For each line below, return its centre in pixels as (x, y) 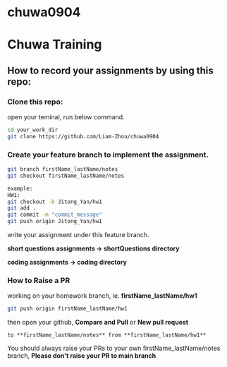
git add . (22, 208)
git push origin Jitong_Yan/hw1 (55, 222)
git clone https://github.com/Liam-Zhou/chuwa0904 (83, 136)
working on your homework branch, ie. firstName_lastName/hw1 (102, 296)
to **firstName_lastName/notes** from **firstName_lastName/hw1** (107, 335)
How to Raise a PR (39, 281)
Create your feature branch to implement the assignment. (108, 155)
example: (20, 188)
